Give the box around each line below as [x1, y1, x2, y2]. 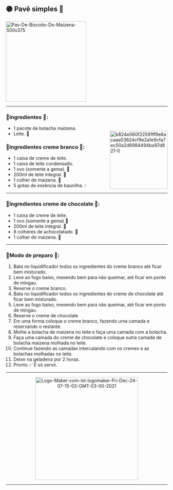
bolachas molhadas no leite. [13, 351, 73, 357]
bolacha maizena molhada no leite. [13, 340, 87, 346]
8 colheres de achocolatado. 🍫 [13, 228, 79, 234]
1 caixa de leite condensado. [13, 160, 74, 167]
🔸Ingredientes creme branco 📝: [6, 143, 85, 151]
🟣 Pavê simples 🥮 [6, 5, 64, 13]
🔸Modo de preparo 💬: [6, 251, 60, 259]
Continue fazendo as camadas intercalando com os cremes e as [13, 346, 149, 351]
